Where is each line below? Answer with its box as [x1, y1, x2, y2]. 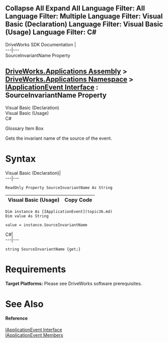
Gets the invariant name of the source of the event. [5, 135, 113, 141]
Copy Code [64, 196, 93, 203]
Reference [5, 315, 28, 322]
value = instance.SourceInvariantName [5, 222, 88, 227]
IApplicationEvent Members [5, 332, 64, 338]
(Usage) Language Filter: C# [5, 28, 97, 37]
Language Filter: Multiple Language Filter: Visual [5, 12, 163, 21]
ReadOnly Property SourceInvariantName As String [5, 185, 113, 190]
